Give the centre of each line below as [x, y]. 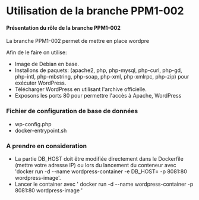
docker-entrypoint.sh [41, 130]
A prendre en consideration [47, 146]
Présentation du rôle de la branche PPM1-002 [63, 27]
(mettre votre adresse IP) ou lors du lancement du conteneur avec [95, 165]
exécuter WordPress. [40, 83]
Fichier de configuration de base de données [72, 111]
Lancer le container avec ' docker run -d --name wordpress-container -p [104, 184]
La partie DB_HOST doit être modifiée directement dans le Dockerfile [99, 158]
